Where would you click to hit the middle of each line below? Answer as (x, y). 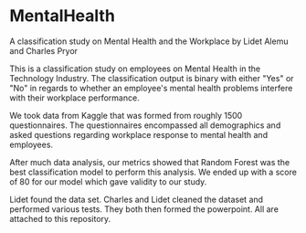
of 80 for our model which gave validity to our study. (108, 181)
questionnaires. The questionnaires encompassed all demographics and (145, 125)
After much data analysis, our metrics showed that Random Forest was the (150, 162)
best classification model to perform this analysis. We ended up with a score (153, 172)
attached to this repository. (60, 218)
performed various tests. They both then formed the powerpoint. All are (144, 209)
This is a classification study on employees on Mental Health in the (135, 69)
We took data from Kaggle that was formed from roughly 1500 (126, 115)
